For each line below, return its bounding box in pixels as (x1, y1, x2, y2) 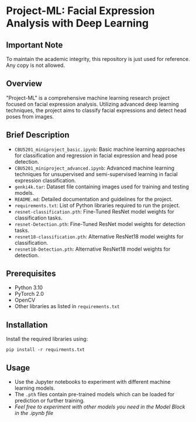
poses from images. (6, 113, 54, 120)
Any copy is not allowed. (6, 62, 66, 69)
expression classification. (14, 177, 76, 184)
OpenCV (14, 296, 36, 303)
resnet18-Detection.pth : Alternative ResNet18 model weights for (14, 245, 171, 252)
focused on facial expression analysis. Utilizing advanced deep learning (6, 100, 180, 107)
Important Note (6, 40, 63, 50)
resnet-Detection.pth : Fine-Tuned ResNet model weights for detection (14, 220, 185, 227)
